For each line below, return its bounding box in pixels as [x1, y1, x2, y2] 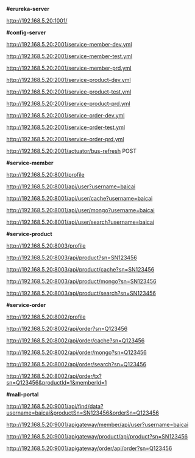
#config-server [6, 29, 46, 36]
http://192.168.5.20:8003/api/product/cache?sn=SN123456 [6, 266, 155, 273]
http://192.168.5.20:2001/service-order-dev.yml [6, 112, 125, 119]
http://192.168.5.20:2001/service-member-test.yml [6, 53, 133, 60]
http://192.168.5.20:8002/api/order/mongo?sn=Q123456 [6, 349, 147, 356]
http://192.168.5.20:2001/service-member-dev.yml [6, 41, 132, 48]
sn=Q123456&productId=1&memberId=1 [6, 379, 107, 386]
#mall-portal [6, 391, 39, 398]
